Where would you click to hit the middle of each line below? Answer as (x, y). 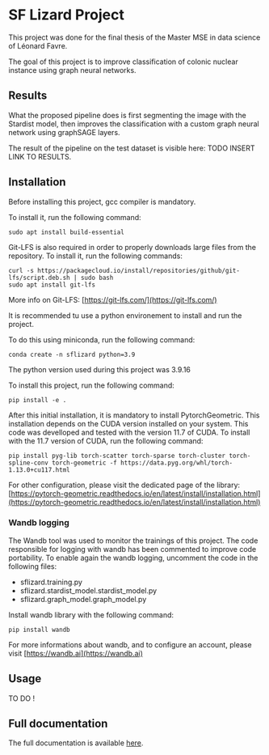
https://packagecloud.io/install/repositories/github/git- (139, 270)
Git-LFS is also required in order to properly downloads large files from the (132, 247)
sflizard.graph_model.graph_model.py (83, 599)
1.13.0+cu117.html (39, 470)
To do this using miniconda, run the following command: (102, 339)
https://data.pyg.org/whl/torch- (176, 463)
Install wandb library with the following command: (91, 615)
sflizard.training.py (51, 582)
